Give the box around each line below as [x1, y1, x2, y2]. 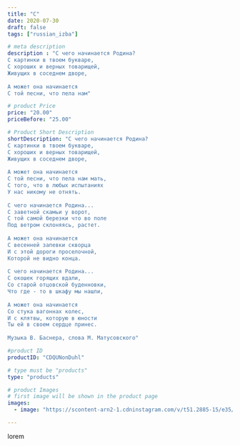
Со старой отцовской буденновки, [7, 281, 107, 289]
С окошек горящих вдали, [7, 275, 81, 282]
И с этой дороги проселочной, [7, 248, 98, 255]
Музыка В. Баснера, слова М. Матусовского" [7, 335, 139, 342]
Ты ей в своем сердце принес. [7, 321, 98, 328]
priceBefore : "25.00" [7, 116, 72, 123]
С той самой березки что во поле [7, 215, 107, 222]
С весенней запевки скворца [7, 241, 91, 248]
